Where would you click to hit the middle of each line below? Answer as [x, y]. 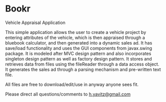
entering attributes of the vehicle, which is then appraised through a [75, 37]
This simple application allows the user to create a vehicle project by [76, 32]
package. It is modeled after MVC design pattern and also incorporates [78, 53]
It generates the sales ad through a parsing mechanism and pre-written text [83, 69]
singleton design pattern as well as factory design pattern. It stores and [79, 58]
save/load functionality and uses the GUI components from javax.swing [79, 48]
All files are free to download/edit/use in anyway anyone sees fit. [72, 84]
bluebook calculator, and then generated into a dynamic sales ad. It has [79, 42]
